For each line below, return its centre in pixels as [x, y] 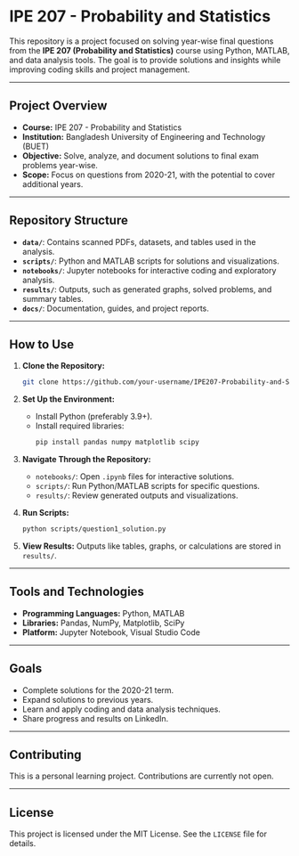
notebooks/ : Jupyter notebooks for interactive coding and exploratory [149, 270]
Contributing [45, 755]
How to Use [42, 344]
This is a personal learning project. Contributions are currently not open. [141, 776]
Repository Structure [69, 220]
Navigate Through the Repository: [86, 460]
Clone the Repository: [63, 366]
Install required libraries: [80, 426]
